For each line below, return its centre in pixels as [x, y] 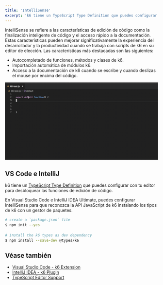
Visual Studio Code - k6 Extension [46, 267]
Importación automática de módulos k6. [52, 65]
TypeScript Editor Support [38, 278]
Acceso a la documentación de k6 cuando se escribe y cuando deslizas [84, 70]
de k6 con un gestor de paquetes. [39, 210]
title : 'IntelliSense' [28, 10]
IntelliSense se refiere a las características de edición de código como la [77, 30]
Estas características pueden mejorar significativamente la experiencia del [79, 40]
